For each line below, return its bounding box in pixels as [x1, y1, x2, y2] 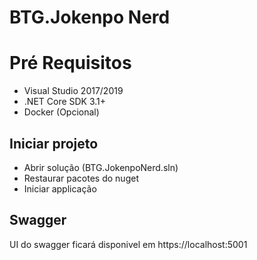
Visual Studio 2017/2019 [23, 85, 124, 97]
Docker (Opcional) [23, 106, 100, 118]
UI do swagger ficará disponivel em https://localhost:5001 [9, 238, 248, 250]
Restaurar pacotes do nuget [23, 172, 139, 184]
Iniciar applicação [23, 182, 97, 195]
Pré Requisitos [9, 52, 132, 75]
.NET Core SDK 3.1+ [23, 96, 107, 108]
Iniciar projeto [9, 135, 99, 152]
